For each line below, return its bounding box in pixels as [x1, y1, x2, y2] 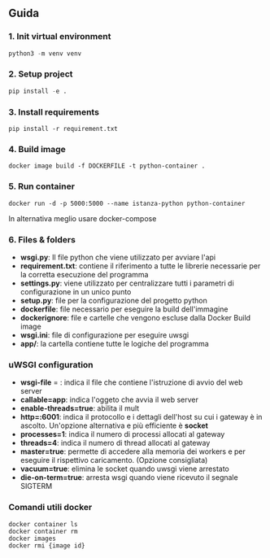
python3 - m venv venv [8, 49, 82, 58]
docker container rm [8, 527, 79, 535]
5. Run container [8, 181, 76, 192]
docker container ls [8, 520, 79, 528]
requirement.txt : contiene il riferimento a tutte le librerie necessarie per [20, 260, 261, 271]
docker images [8, 534, 57, 543]
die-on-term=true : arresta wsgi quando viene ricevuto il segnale [20, 473, 238, 482]
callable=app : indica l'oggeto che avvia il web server [20, 395, 199, 405]
